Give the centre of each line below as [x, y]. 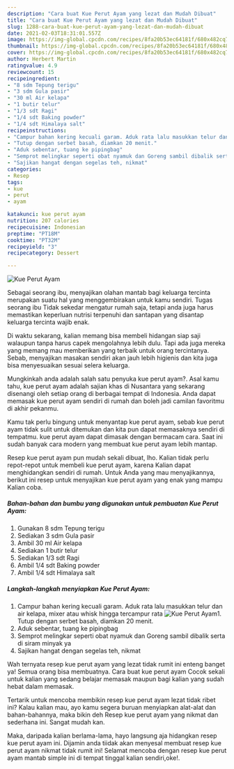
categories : [24, 169]
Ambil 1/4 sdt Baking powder [58, 565]
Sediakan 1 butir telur [47, 551]
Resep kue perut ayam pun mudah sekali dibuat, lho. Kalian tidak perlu [108, 458]
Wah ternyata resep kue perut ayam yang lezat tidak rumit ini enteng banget [116, 664]
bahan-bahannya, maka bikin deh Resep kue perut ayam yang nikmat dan [113, 715]
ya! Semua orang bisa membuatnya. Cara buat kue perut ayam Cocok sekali [116, 672]
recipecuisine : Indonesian [46, 227]
